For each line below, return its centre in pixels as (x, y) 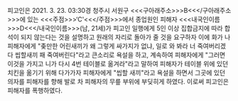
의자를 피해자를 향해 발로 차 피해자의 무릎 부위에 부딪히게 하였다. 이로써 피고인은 (118, 81)
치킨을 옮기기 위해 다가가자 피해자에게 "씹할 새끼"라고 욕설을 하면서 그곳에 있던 (117, 73)
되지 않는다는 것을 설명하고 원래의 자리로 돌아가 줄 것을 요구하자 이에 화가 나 (125, 37)
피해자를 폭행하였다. (35, 90)
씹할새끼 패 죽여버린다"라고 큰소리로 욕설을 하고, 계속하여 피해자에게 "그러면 (120, 55)
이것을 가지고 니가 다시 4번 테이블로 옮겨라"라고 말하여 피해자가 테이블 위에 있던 (118, 64)
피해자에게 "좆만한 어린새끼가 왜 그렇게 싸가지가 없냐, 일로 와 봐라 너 (102, 46)
